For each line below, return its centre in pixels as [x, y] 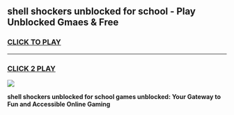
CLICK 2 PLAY [31, 68]
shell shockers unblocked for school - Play [102, 11]
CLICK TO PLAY [34, 43]
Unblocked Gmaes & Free [63, 23]
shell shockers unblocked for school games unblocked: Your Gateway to [114, 96]
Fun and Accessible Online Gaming [59, 104]
